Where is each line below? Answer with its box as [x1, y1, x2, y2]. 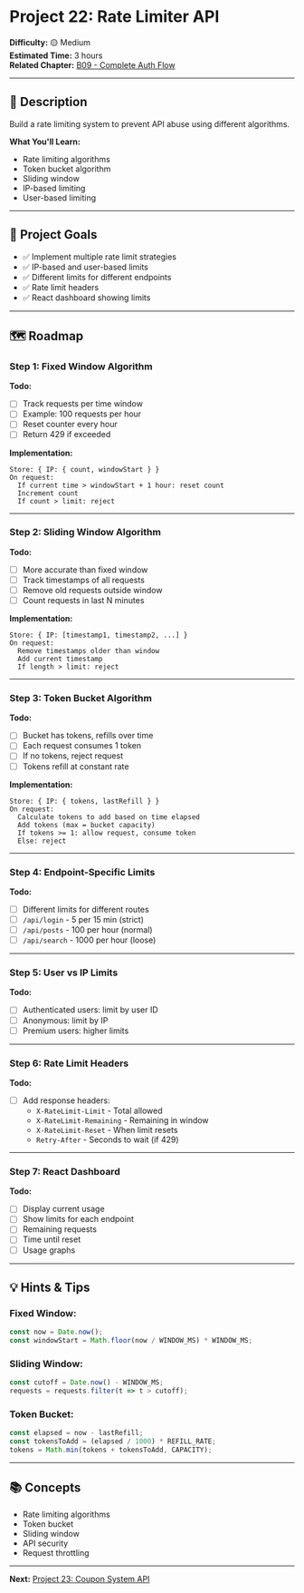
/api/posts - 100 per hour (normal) [22, 924, 153, 935]
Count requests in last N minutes [22, 594, 145, 605]
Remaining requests [22, 1224, 98, 1235]
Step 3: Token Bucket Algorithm [9, 691, 152, 704]
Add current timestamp [17, 655, 103, 664]
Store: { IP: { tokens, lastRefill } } [9, 796, 160, 806]
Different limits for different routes [22, 904, 149, 914]
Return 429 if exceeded [22, 429, 111, 440]
